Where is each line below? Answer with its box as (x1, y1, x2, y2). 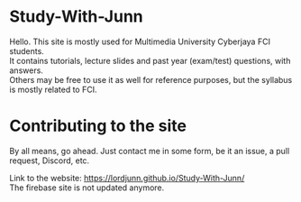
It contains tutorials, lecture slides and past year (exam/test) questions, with (9, 55, 291, 66)
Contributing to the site (9, 115, 187, 136)
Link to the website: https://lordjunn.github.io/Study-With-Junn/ (9, 172, 245, 183)
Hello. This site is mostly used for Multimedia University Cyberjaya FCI (9, 36, 270, 47)
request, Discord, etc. (9, 155, 90, 166)
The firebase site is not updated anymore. (9, 182, 165, 193)
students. (9, 45, 45, 56)
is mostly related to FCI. (9, 84, 97, 95)
